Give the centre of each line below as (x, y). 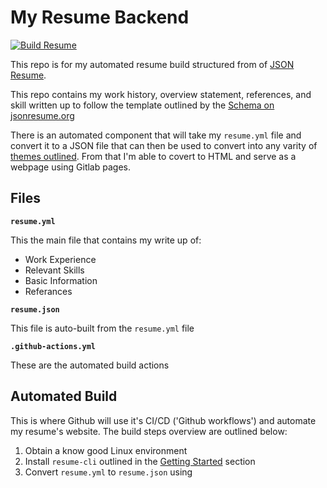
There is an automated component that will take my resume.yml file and (156, 135)
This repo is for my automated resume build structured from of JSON (152, 64)
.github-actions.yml (53, 346)
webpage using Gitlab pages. (70, 167)
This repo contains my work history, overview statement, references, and (161, 94)
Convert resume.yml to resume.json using (108, 472)
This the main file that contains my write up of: (106, 240)
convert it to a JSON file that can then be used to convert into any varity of (164, 145)
